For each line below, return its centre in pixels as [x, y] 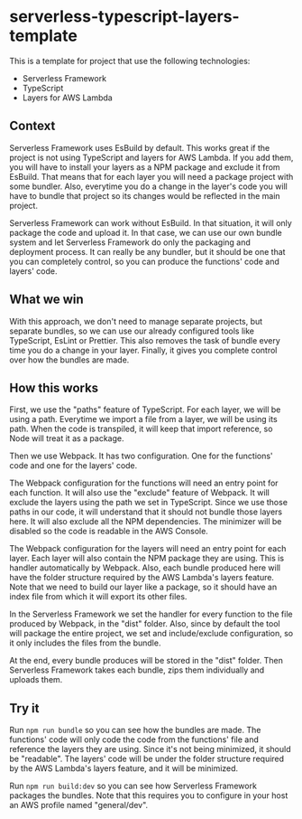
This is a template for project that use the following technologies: [130, 61]
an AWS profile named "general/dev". [79, 805]
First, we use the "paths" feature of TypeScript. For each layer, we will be [145, 409]
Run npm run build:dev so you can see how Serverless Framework [133, 786]
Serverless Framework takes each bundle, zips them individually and [137, 670]
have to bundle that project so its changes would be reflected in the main [145, 195]
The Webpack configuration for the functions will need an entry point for [144, 483]
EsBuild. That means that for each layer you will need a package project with [151, 176]
